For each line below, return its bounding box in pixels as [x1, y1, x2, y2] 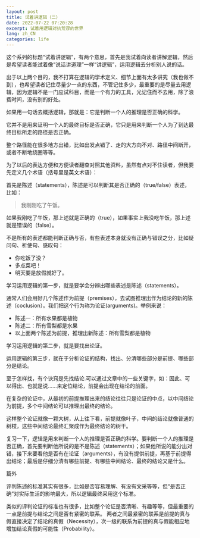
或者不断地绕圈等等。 [6, 149, 58, 155]
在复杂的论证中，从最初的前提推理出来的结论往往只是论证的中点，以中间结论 [6, 395, 194, 402]
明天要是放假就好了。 [14, 269, 67, 276]
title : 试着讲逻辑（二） [6, 14, 61, 20]
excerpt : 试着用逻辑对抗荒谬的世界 [6, 25, 84, 32]
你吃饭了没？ [14, 254, 46, 261]
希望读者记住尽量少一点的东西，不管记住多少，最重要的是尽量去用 [24, 81, 186, 88]
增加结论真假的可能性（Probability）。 [6, 525, 98, 532]
